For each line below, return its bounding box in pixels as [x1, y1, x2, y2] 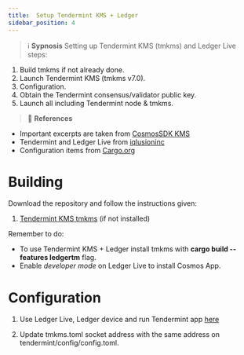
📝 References [27, 113, 73, 123]
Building [8, 173, 64, 191]
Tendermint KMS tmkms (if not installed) [19, 214, 151, 224]
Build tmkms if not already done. [19, 64, 125, 75]
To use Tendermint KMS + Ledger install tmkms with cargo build [19, 244, 229, 254]
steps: [27, 49, 48, 59]
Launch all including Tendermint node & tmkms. [19, 98, 174, 108]
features [19, 253, 49, 262]
